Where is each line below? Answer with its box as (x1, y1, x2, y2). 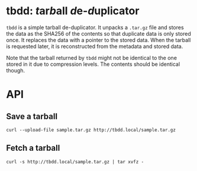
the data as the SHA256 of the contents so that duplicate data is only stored (6, 30, 191, 37)
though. (6, 66, 25, 74)
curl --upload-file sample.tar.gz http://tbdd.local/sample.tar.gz (6, 126, 176, 133)
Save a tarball (6, 111, 58, 121)
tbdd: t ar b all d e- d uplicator (6, 4, 140, 18)
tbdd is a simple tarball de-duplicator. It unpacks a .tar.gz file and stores (6, 24, 185, 31)
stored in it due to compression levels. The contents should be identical (6, 61, 180, 68)
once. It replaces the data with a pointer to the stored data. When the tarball (6, 36, 191, 43)
